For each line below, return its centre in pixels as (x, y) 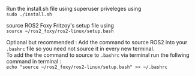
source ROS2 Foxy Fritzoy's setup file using (60, 25)
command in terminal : (34, 61)
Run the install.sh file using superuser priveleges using (74, 9)
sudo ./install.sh (29, 14)
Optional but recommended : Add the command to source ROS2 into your (97, 42)
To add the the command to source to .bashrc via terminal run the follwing (98, 55)
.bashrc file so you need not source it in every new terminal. (80, 48)
